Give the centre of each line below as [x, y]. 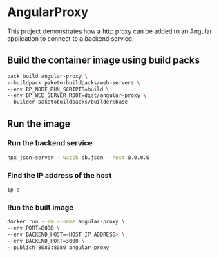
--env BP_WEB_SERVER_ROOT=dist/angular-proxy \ [77, 95]
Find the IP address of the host [59, 175]
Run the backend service [50, 143]
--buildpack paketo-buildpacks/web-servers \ [74, 83]
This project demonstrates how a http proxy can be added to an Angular [110, 31]
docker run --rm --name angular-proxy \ [66, 222]
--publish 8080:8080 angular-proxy [58, 247]
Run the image [39, 123]
